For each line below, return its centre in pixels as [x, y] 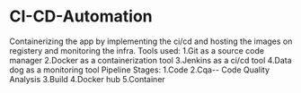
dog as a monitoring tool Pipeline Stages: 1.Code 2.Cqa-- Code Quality [140, 70]
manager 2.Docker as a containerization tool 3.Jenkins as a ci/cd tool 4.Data [150, 60]
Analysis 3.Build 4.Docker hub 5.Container [88, 79]
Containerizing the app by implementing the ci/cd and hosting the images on [151, 41]
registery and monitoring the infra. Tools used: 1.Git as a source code [137, 50]
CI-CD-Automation [81, 17]
